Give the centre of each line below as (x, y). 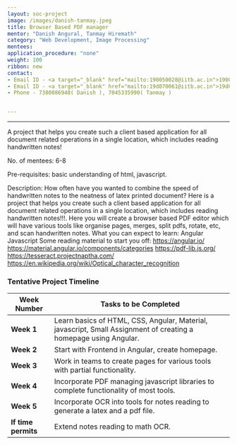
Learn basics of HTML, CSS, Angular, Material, (131, 320)
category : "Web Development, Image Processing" (79, 40)
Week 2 (24, 349)
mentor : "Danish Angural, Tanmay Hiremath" (72, 34)
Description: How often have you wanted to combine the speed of (103, 188)
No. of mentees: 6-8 (37, 161)
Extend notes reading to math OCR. (112, 427)
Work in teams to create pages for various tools (133, 362)
